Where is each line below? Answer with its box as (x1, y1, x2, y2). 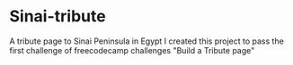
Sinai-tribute (9, 6, 106, 27)
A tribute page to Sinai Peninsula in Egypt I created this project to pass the (9, 36, 285, 46)
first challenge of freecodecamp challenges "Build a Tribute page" (9, 45, 255, 55)
